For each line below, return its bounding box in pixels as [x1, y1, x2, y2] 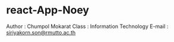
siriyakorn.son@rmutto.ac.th [6, 29, 76, 36]
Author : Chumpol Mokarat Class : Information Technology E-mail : [6, 23, 169, 30]
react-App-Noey [6, 3, 90, 17]
